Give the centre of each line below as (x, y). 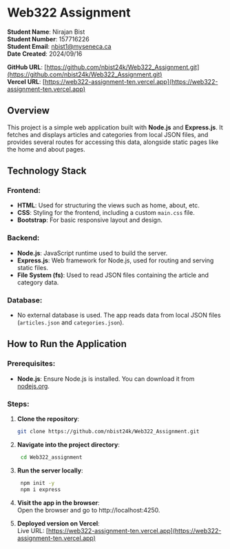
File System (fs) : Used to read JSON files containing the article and (113, 275)
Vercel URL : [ (26, 81)
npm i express (41, 489)
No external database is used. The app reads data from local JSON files (119, 315)
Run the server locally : (50, 470)
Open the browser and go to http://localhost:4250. (88, 510)
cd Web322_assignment (51, 457)
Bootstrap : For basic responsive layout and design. (90, 220)
